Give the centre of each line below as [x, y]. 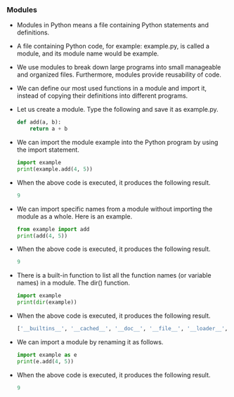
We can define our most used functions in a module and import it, [112, 89]
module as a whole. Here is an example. [74, 216]
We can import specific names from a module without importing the [115, 209]
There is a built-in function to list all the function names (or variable [114, 275]
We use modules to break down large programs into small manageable [119, 67]
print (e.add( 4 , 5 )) [45, 361]
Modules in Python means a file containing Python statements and [112, 25]
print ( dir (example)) [47, 302]
